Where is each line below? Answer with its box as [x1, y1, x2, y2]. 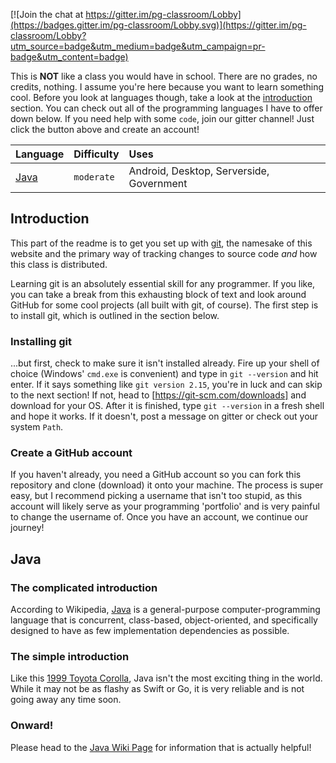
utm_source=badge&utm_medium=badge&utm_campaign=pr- [10, 40, 266, 52]
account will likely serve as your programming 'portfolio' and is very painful [10, 500, 320, 513]
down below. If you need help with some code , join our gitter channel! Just [10, 113, 315, 124]
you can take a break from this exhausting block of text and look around [10, 288, 307, 300]
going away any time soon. [10, 694, 122, 706]
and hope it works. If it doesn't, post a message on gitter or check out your [10, 410, 319, 423]
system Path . [10, 421, 64, 433]
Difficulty [73, 147, 120, 161]
